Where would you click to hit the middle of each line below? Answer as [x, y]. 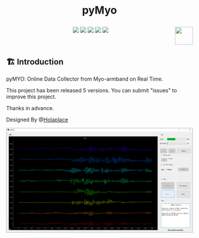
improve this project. [31, 97]
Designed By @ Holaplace [37, 120]
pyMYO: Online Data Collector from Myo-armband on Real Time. [85, 79]
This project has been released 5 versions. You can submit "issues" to [92, 90]
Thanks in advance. [30, 108]
